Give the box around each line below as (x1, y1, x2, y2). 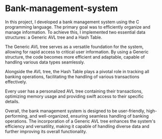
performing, (5, 113, 29, 119)
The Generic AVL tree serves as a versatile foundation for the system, (5, 44, 144, 49)
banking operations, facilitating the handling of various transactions (5, 74, 139, 79)
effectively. (5, 78, 28, 85)
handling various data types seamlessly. (5, 59, 85, 65)
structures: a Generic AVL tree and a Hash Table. (5, 34, 103, 40)
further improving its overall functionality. (5, 128, 87, 134)
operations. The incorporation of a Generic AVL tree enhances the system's (5, 118, 156, 124)
